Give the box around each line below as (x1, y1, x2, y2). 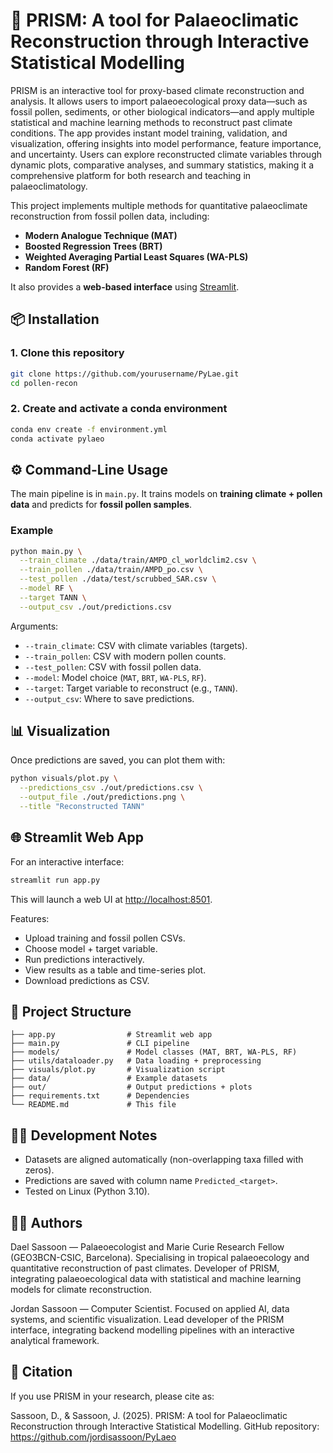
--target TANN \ (19, 592, 87, 603)
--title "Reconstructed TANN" (19, 802, 145, 812)
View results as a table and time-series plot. (24, 964, 207, 976)
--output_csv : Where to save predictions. (24, 692, 195, 704)
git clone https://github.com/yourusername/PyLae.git (10, 369, 240, 379)
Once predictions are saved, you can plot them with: (10, 754, 226, 766)
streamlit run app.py (10, 875, 101, 885)
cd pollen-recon (10, 378, 78, 388)
